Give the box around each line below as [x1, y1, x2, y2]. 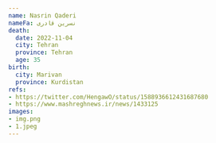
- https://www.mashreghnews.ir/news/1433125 [8, 100, 159, 108]
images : [8, 108, 34, 116]
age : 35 [15, 56, 41, 64]
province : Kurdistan [15, 78, 84, 86]
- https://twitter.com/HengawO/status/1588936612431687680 [8, 93, 209, 101]
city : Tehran [15, 41, 59, 49]
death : [8, 26, 30, 34]
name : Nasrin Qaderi [8, 11, 77, 20]
